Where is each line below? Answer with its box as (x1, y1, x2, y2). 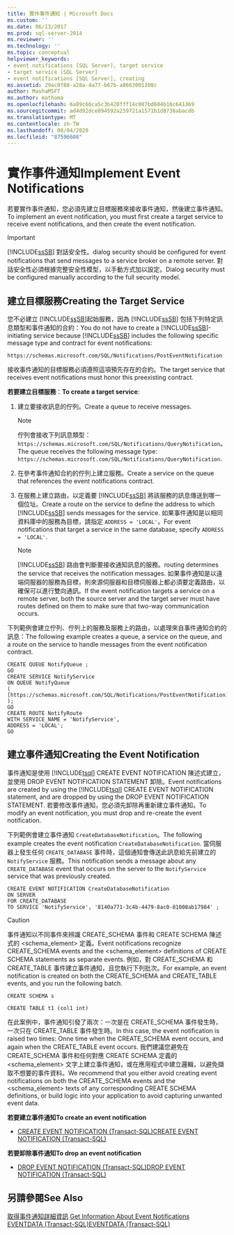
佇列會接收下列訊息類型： (17, 431, 91, 439)
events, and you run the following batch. (7, 979, 123, 987)
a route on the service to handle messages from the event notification (7, 640, 208, 648)
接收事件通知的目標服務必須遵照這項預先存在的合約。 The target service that (7, 365, 225, 374)
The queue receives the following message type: (17, 447, 158, 455)
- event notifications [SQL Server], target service (7, 62, 164, 69)
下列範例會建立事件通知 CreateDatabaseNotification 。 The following (7, 830, 203, 838)
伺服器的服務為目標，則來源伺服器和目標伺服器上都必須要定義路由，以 (23, 578, 225, 586)
